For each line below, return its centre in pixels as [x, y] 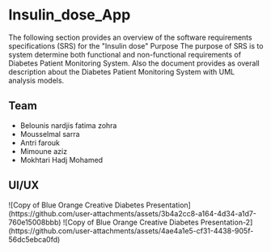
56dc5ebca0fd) [34, 239]
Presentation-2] [227, 222]
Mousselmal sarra [50, 134]
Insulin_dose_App [70, 15]
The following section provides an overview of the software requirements [130, 37]
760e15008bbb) [35, 222]
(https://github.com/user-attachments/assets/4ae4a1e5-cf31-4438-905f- [131, 231]
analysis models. [36, 80]
